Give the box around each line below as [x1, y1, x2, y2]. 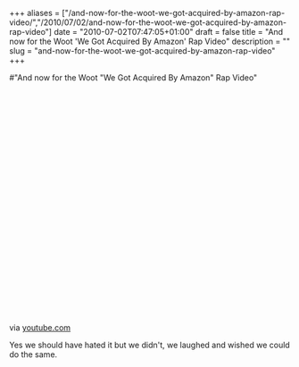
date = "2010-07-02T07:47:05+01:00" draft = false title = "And [53, 27, 284, 37]
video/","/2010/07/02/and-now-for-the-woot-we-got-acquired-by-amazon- [9, 17, 287, 28]
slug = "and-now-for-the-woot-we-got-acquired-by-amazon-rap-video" [9, 46, 276, 56]
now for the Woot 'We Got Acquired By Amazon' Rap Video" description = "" [9, 36, 291, 46]
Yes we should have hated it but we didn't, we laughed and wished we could [9, 339, 290, 350]
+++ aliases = [9, 8, 61, 18]
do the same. [9, 349, 58, 360]
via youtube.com [9, 322, 71, 333]
